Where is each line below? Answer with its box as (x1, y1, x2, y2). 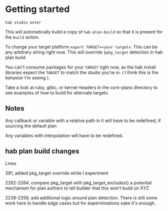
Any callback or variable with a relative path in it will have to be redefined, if (5, 117, 161, 123)
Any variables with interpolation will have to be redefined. (5, 132, 123, 138)
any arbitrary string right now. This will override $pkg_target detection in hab (5, 49, 163, 55)
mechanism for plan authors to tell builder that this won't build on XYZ (5, 185, 149, 191)
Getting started (5, 3, 70, 15)
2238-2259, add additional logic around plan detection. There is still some (5, 194, 157, 200)
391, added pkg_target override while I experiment (5, 170, 108, 176)
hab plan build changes (5, 147, 79, 155)
